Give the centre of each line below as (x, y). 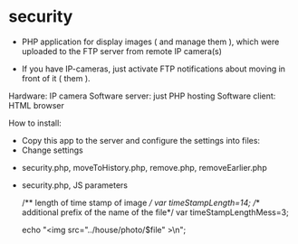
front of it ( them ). (56, 78)
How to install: (35, 123)
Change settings (52, 150)
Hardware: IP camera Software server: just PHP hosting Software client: (142, 96)
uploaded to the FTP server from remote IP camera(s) (122, 51)
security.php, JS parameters (75, 185)
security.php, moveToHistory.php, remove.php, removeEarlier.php (144, 167)
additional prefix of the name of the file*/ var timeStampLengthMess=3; (155, 212)
